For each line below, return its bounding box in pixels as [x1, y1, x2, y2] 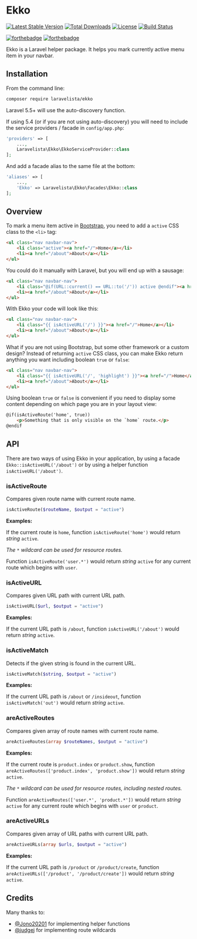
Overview [6, 207, 43, 217]
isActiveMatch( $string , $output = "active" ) [6, 671, 117, 677]
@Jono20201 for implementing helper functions [14, 920, 130, 927]
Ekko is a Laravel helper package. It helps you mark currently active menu [6, 45, 185, 53]
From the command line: [6, 85, 65, 92]
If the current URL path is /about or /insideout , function [6, 693, 141, 700]
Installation [6, 69, 48, 79]
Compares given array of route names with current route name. [6, 727, 159, 735]
